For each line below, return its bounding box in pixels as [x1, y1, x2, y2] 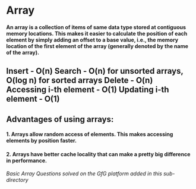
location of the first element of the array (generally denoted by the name [6, 42, 189, 49]
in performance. [6, 157, 48, 164]
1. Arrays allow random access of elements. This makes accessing [6, 131, 173, 138]
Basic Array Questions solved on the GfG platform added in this [6, 170, 162, 177]
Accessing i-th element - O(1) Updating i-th [6, 84, 169, 95]
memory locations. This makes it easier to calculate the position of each [6, 30, 188, 37]
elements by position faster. [6, 137, 77, 144]
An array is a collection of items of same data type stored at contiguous [6, 23, 186, 30]
